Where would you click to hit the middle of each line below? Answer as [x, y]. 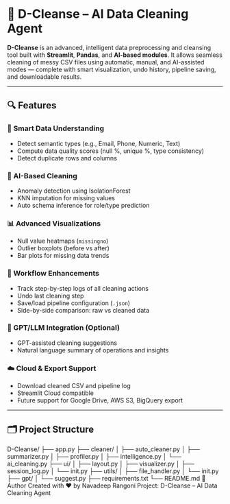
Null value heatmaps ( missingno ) [63, 241]
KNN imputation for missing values [66, 197]
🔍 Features [32, 106]
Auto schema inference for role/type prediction [83, 205]
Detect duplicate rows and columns [67, 158]
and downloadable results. [44, 76]
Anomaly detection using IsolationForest [74, 191]
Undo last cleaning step [50, 296]
